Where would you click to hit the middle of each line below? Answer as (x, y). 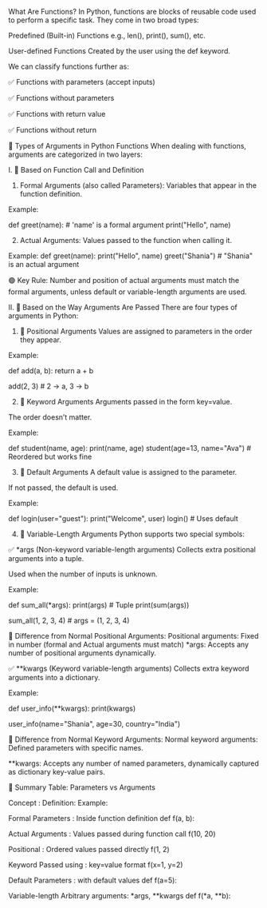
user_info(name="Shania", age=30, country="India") (94, 724)
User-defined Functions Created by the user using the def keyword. (120, 51)
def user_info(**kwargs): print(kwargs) (72, 708)
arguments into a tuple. (46, 558)
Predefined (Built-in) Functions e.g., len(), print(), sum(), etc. (107, 36)
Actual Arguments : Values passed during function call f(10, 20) (112, 834)
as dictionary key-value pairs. (57, 772)
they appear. (40, 340)
